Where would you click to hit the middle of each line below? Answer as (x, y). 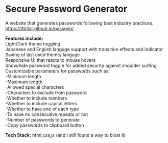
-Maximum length (24, 82)
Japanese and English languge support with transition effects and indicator (84, 49)
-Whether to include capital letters (41, 103)
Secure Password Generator (66, 9)
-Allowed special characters (35, 87)
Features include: (24, 38)
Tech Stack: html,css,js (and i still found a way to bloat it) (66, 135)
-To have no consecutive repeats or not (47, 114)
